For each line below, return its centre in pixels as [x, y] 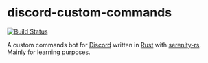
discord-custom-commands [90, 13]
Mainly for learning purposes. [49, 52]
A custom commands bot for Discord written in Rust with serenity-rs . [104, 45]
